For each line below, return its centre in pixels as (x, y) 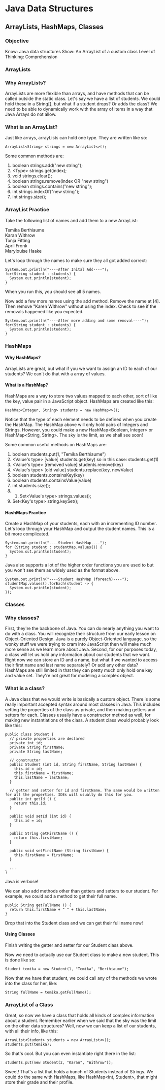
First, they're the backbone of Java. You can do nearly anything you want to (82, 628)
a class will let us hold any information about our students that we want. (78, 655)
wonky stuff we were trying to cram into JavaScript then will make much (78, 644)
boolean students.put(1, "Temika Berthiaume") (59, 454)
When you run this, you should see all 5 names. (53, 292)
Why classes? (22, 618)
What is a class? (25, 689)
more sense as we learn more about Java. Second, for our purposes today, (81, 649)
